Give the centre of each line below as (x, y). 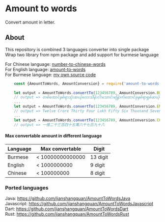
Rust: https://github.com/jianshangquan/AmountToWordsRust (67, 214)
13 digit (99, 157)
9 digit (97, 165)
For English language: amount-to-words (45, 69)
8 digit (97, 173)
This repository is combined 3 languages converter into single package (77, 49)
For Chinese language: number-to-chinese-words (55, 64)
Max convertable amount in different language (54, 136)
